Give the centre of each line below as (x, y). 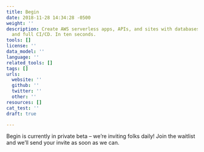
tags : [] (17, 68)
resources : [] (24, 102)
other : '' (24, 97)
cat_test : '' (23, 108)
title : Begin (23, 12)
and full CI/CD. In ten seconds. (54, 35)
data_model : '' (25, 52)
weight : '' (20, 23)
